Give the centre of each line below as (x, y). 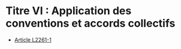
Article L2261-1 (33, 40)
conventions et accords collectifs (90, 23)
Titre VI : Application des (69, 11)
